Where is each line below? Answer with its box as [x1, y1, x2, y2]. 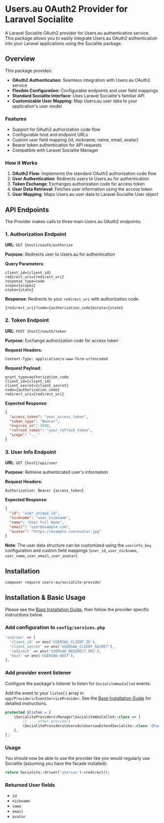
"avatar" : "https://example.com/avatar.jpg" [9, 529, 102, 534]
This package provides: [5, 68, 52, 73]
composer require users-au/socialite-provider [5, 580, 102, 585]
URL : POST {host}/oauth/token [5, 328, 66, 334]
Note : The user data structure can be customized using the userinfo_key [5, 542, 152, 548]
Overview [5, 55, 36, 63]
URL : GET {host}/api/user [5, 460, 58, 466]
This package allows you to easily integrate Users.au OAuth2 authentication [5, 35, 158, 41]
